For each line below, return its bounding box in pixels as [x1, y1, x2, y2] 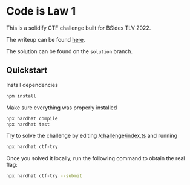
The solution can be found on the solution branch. [6, 47, 133, 55]
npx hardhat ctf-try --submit [6, 173, 83, 179]
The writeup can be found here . [6, 36, 85, 43]
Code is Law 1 [6, 4, 76, 18]
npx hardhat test [6, 121, 50, 128]
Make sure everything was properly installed [6, 104, 117, 111]
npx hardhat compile [6, 115, 59, 122]
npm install [6, 92, 36, 99]
